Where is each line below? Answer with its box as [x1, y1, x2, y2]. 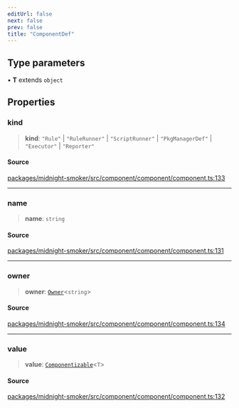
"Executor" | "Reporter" [24, 141, 95, 150]
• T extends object [7, 76, 63, 84]
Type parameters [7, 56, 85, 68]
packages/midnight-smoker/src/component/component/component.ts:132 [7, 392, 225, 401]
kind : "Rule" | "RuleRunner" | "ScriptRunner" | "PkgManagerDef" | [24, 133, 212, 143]
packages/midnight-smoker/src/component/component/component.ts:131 [7, 247, 224, 255]
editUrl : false [7, 10, 53, 18]
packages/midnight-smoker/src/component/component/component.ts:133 [7, 173, 225, 182]
